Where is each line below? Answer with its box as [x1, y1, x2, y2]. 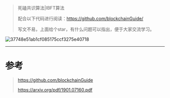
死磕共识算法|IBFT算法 [17, 5, 65, 11]
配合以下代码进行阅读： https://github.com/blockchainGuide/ [17, 16, 144, 22]
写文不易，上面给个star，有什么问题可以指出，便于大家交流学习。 [17, 26, 154, 32]
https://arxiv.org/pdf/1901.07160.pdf [17, 86, 93, 92]
